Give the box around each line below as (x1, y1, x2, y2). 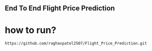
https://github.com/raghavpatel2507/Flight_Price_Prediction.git (5, 41, 147, 46)
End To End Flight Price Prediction (5, 4, 115, 13)
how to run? (5, 24, 57, 36)
